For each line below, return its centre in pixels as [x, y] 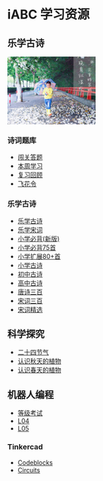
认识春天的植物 [39, 370]
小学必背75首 [37, 247]
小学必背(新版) [38, 238]
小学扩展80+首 [39, 256]
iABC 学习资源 [49, 15]
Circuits [29, 470]
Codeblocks [35, 463]
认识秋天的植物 [39, 361]
